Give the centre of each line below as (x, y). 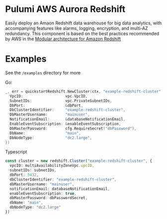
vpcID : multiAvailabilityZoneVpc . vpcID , (52, 166)
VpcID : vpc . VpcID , (49, 96)
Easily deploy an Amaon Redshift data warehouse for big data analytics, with (83, 23)
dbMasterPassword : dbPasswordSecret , (49, 198)
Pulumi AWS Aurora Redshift (65, 9)
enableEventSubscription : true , (43, 193)
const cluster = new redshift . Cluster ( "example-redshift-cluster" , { (79, 161)
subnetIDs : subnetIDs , (33, 170)
